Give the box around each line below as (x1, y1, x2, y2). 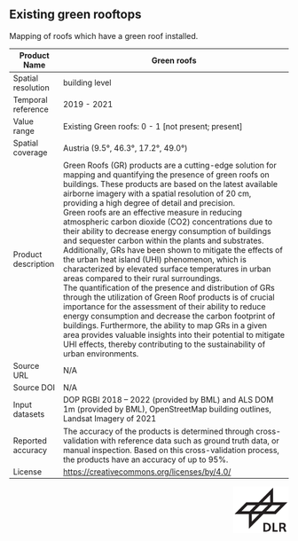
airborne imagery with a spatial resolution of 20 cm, (63, 188, 252, 199)
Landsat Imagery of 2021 (63, 413, 157, 424)
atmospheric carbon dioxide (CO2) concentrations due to (63, 216, 273, 227)
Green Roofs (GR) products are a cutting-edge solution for (63, 160, 278, 170)
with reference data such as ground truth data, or (100, 435, 279, 446)
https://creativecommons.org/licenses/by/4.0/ (63, 466, 231, 477)
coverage (12, 147, 48, 158)
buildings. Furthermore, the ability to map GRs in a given (63, 319, 268, 331)
